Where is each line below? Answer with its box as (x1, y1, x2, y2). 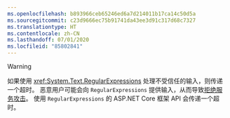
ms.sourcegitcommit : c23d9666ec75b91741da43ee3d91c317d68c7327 (7, 17, 196, 24)
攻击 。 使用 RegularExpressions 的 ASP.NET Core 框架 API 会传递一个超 (13, 94, 219, 103)
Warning (7, 63, 32, 70)
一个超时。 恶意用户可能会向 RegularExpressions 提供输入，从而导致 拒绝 (7, 86, 217, 93)
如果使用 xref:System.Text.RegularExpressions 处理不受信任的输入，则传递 (7, 77, 223, 85)
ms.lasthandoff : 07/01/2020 (7, 37, 90, 44)
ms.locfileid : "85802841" (7, 43, 83, 50)
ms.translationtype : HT (7, 23, 77, 30)
